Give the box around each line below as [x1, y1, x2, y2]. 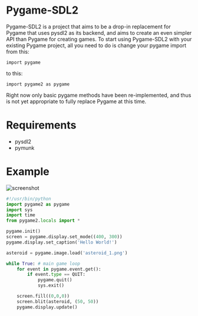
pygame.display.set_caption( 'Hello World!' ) [6, 239, 117, 245]
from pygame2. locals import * [6, 218, 81, 224]
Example [6, 165, 49, 179]
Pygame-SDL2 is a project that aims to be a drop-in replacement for [6, 23, 171, 30]
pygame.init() [6, 228, 41, 235]
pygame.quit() [37, 277, 72, 283]
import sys [6, 207, 33, 213]
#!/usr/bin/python [6, 196, 51, 202]
